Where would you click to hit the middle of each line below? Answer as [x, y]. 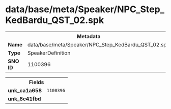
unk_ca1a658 [25, 90]
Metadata [89, 36]
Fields [36, 82]
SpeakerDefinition [49, 53]
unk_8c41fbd [24, 99]
